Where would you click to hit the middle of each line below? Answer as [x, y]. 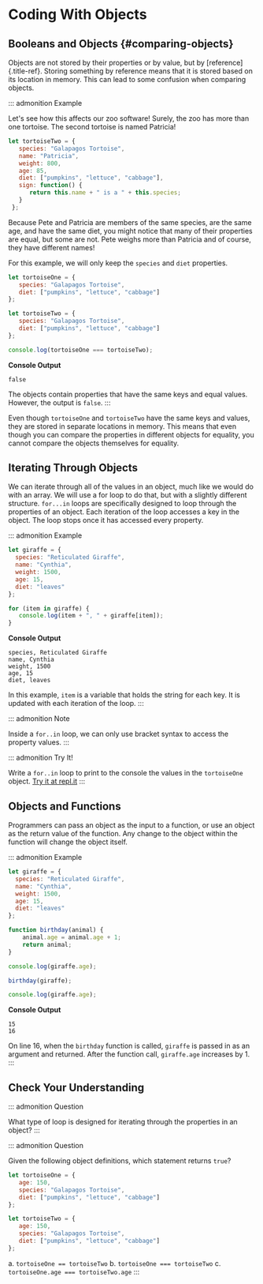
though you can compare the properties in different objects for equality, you [131, 434]
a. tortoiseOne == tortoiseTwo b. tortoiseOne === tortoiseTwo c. [115, 1263]
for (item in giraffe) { [49, 608]
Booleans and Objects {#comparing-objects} [121, 44]
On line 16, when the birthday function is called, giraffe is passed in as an [129, 1046]
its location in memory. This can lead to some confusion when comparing [127, 79]
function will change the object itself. [68, 842]
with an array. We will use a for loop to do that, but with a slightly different [128, 495]
